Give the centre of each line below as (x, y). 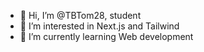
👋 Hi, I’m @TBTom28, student (80, 15)
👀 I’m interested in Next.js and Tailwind (99, 26)
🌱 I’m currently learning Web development (106, 36)
